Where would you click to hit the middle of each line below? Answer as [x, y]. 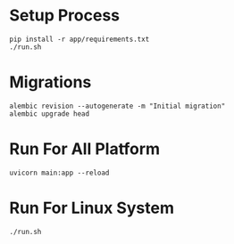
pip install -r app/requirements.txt [79, 39]
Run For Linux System [92, 208]
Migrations [50, 82]
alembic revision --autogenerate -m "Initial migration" [117, 106]
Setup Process [65, 16]
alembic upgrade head [50, 114]
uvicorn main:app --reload [59, 173]
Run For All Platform [85, 149]
